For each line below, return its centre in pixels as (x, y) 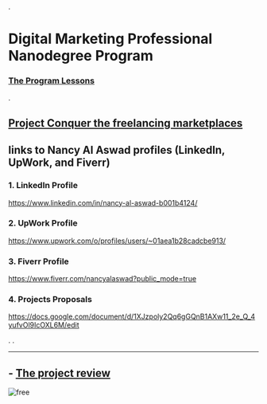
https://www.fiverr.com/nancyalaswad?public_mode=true (103, 279)
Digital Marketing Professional (110, 39)
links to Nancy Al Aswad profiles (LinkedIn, (116, 150)
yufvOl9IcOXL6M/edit (44, 325)
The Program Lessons (52, 80)
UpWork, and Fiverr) (59, 163)
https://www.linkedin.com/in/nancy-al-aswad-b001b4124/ (103, 202)
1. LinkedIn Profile (43, 186)
